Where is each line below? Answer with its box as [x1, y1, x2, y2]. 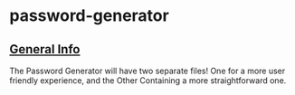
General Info [9, 42, 81, 57]
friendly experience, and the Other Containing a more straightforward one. [9, 75, 287, 86]
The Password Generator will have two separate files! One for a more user [9, 65, 286, 76]
